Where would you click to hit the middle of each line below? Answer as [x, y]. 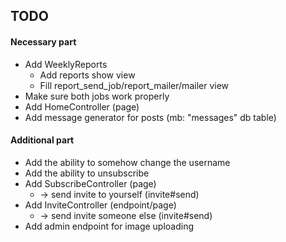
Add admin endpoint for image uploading [109, 226]
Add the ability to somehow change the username [127, 162]
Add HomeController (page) [82, 106]
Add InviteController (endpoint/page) [100, 205]
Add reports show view [87, 75]
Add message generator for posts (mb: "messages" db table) [150, 117]
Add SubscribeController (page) [90, 183]
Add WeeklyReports [66, 64]
